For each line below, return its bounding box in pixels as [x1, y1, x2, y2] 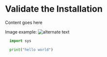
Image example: [5, 29, 37, 35]
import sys [9, 38, 32, 43]
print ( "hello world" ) [9, 47, 53, 52]
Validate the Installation [5, 3, 103, 15]
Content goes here [5, 19, 43, 25]
